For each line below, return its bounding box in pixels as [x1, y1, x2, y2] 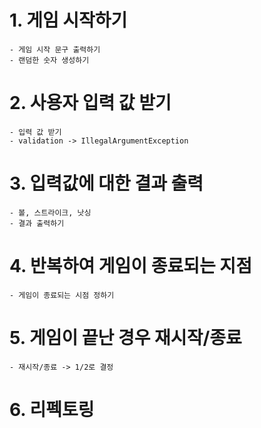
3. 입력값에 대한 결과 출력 [9, 172, 204, 195]
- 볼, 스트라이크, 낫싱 [9, 207, 92, 218]
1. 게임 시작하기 [9, 9, 128, 32]
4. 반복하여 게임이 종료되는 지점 [9, 255, 252, 277]
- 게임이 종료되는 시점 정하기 [9, 290, 115, 300]
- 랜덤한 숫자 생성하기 [9, 55, 90, 65]
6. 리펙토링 [9, 398, 95, 421]
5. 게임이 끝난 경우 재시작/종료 [9, 326, 242, 349]
